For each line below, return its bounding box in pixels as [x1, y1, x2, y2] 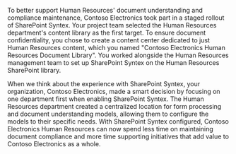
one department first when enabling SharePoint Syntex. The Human [7, 95, 204, 103]
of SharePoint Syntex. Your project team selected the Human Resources [7, 21, 217, 29]
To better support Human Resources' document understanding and [7, 6, 203, 14]
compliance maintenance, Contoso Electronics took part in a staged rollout [7, 13, 225, 22]
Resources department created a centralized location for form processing [7, 102, 222, 110]
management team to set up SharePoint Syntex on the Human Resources [7, 59, 220, 66]
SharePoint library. [7, 66, 61, 74]
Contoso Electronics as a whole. [7, 140, 101, 148]
